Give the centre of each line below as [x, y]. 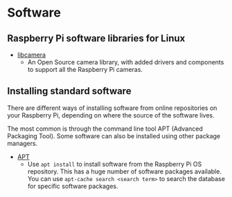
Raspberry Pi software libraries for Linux [96, 38]
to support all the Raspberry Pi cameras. [85, 69]
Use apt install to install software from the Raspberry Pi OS [115, 164]
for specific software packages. [73, 186]
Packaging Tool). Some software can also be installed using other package [114, 135]
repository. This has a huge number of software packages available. [124, 171]
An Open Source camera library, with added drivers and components [126, 62]
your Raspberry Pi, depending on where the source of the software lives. [111, 115]
